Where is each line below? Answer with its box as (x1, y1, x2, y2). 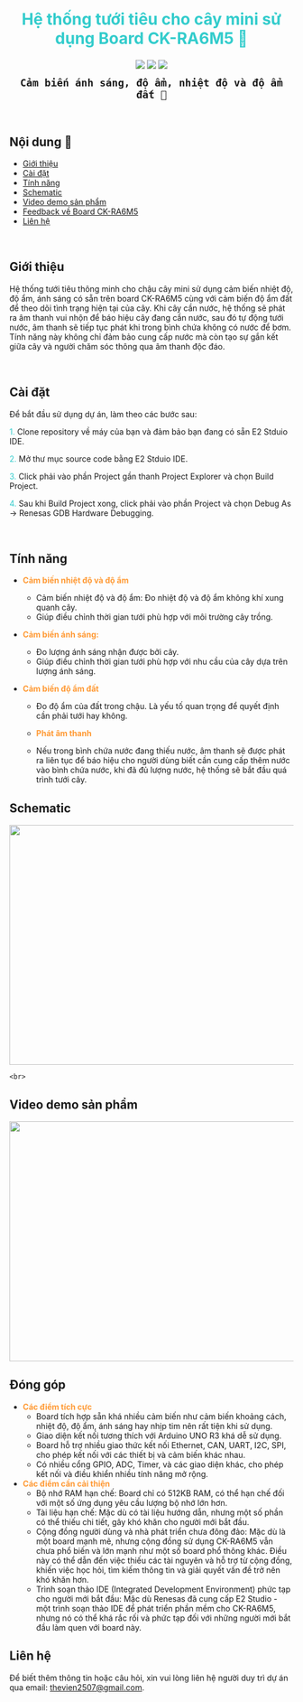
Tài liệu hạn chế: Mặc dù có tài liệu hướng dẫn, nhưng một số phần (35, 1507, 284, 1518)
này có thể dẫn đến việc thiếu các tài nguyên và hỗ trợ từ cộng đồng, (35, 1555, 293, 1566)
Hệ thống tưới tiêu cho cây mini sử (21, 9, 282, 30)
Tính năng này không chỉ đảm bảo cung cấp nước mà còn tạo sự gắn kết (9, 331, 279, 342)
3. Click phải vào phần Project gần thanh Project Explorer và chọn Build (9, 471, 274, 482)
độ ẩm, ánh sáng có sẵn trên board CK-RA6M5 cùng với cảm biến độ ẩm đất (9, 293, 293, 304)
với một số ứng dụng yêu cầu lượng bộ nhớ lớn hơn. (35, 1497, 228, 1508)
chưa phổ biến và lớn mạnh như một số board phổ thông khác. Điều (35, 1545, 287, 1556)
